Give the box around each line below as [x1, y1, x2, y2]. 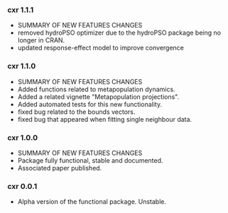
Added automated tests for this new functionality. [17, 100, 162, 108]
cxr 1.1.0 [7, 62, 36, 71]
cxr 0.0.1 [7, 181, 38, 191]
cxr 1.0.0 [7, 132, 38, 142]
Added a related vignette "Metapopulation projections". [17, 92, 180, 100]
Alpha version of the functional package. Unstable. [17, 197, 167, 206]
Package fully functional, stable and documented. [17, 156, 163, 164]
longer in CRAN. [17, 36, 65, 45]
